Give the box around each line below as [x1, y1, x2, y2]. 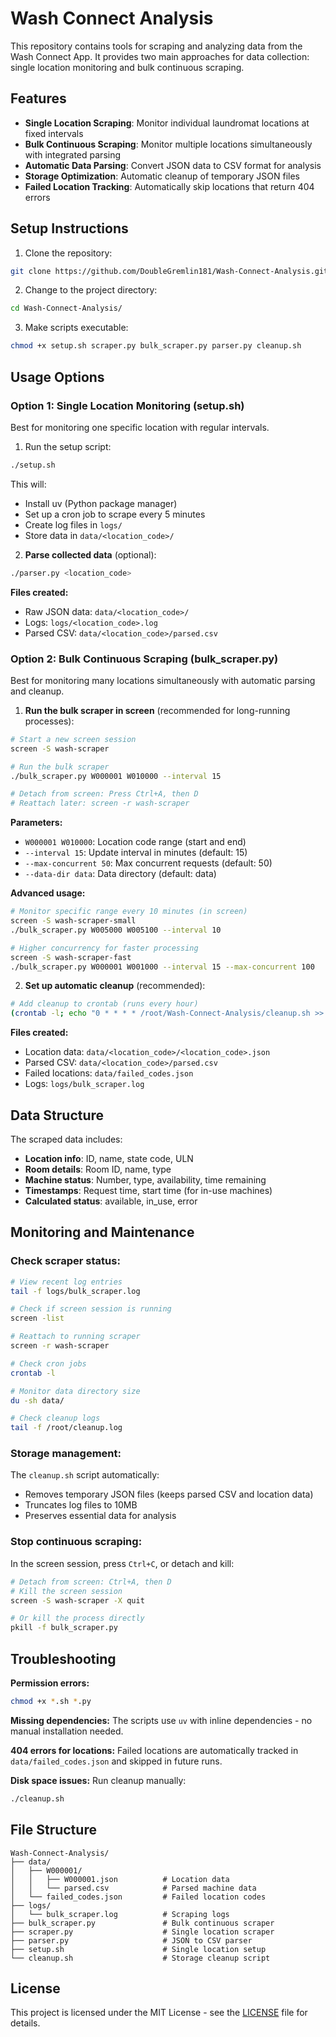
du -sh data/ [10, 1395, 65, 1406]
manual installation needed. [10, 1725, 124, 1737]
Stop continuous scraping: [10, 1535, 143, 1549]
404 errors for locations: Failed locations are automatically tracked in [10, 1744, 299, 1756]
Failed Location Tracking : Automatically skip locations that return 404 [24, 180, 315, 192]
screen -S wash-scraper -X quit [10, 1595, 145, 1606]
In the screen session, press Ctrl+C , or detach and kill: [10, 1557, 235, 1569]
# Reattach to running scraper [10, 1332, 141, 1342]
